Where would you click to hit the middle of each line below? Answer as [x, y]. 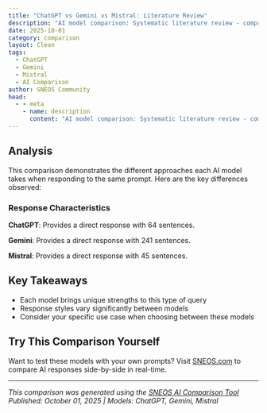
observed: [25, 187]
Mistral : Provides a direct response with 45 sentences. [98, 256]
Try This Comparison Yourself [84, 342]
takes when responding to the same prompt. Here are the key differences [128, 179]
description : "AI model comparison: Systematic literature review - [124, 23]
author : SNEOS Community [49, 89]
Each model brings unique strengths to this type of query [113, 299]
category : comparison [44, 38]
